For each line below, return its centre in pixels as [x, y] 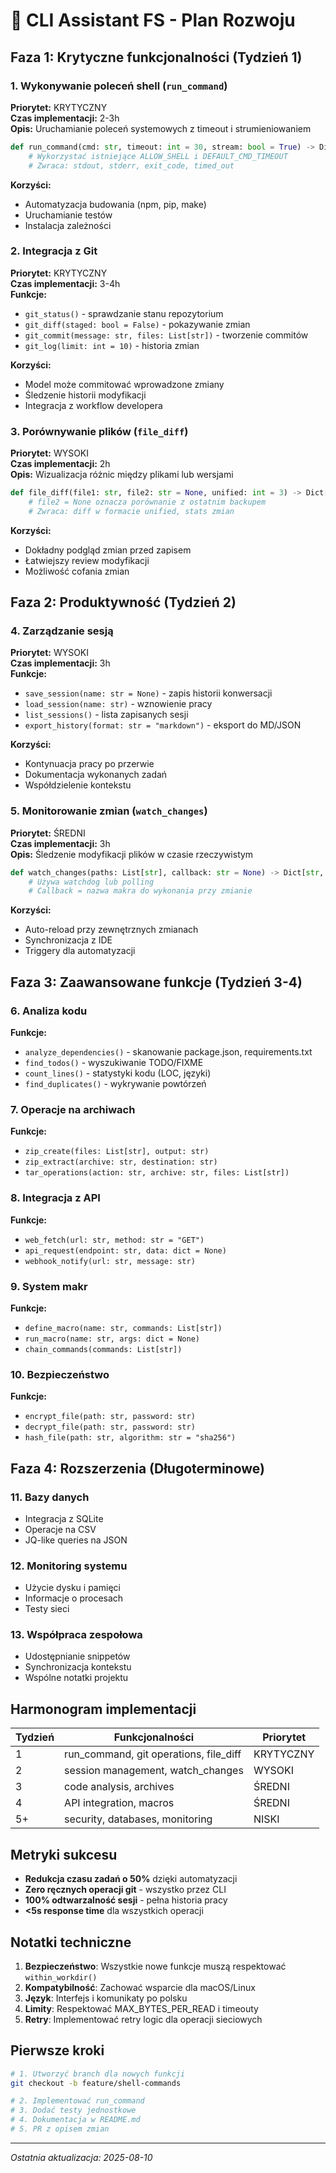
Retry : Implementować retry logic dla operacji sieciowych [143, 2019]
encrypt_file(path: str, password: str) [110, 1417]
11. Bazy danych [50, 1497]
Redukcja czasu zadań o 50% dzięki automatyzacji [131, 1879]
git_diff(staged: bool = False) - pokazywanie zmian [137, 324]
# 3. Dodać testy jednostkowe [73, 2110]
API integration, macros [119, 1803]
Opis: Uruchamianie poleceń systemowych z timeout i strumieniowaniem [161, 128]
